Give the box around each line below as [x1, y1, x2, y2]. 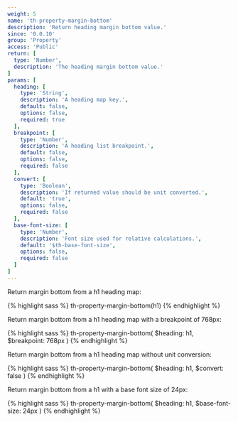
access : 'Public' [7, 43, 59, 50]
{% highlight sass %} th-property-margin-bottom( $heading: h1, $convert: [7, 364, 224, 372]
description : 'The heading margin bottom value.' [13, 63, 163, 70]
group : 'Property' [7, 37, 62, 44]
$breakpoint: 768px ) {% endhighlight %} [7, 336, 128, 345]
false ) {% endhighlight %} [7, 371, 85, 380]
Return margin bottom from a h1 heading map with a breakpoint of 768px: [7, 315, 222, 323]
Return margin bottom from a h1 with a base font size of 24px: [7, 385, 188, 394]
